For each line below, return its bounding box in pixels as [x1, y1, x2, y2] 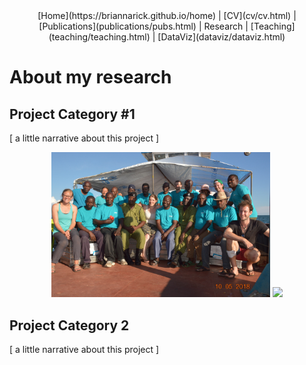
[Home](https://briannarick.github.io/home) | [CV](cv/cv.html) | [37, 10, 297, 21]
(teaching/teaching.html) [48, 31, 151, 43]
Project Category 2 [9, 317, 130, 334]
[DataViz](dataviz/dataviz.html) [157, 31, 286, 43]
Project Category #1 [9, 105, 136, 123]
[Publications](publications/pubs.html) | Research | [38, 20, 249, 32]
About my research [9, 66, 172, 89]
